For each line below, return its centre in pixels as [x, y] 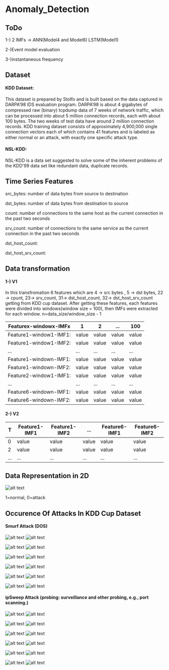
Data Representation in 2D [47, 476]
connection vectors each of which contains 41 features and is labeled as [80, 132]
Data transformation [38, 269]
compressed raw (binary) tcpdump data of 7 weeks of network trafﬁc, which [84, 110]
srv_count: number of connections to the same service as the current [77, 228]
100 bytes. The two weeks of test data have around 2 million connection [80, 121]
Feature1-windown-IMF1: [39, 359]
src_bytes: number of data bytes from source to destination [67, 193]
